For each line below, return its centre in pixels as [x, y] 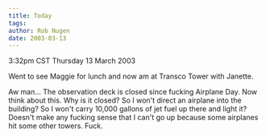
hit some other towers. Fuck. [56, 126]
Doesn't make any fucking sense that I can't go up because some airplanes [133, 118]
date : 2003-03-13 [37, 38]
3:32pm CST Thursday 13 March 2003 [72, 61]
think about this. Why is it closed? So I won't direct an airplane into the [125, 100]
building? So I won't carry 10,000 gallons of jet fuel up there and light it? [128, 109]
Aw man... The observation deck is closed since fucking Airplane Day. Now [133, 92]
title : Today [30, 16]
